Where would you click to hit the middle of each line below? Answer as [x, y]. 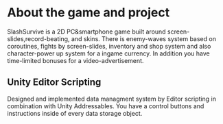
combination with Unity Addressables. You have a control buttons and [106, 106]
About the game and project [89, 13]
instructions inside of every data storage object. [75, 113]
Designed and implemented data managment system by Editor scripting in [111, 99]
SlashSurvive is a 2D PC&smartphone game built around [86, 32]
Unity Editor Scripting [54, 83]
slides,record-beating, [38, 38]
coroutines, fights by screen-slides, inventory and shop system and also [109, 46]
